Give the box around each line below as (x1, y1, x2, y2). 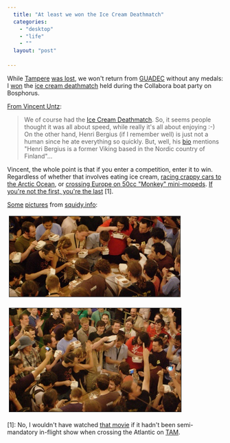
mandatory (7, 428, 38, 436)
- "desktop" (19, 25, 54, 32)
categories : (13, 18, 48, 25)
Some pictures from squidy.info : (7, 200, 98, 209)
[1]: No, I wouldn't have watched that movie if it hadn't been (7, 420, 176, 429)
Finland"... (23, 152, 53, 160)
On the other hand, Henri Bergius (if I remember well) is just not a (23, 130, 209, 138)
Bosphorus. (7, 89, 40, 97)
